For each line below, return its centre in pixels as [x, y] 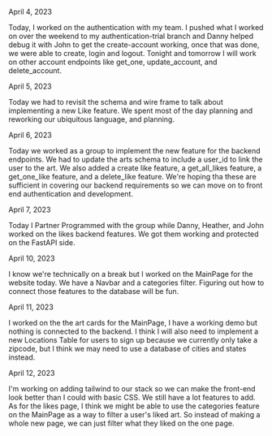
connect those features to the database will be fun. [94, 291]
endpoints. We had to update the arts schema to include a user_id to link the [136, 159]
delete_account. [35, 71]
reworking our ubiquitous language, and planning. [91, 119]
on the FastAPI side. [42, 242]
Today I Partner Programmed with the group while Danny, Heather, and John [136, 225]
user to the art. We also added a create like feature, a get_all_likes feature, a [135, 168]
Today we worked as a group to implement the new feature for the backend [135, 151]
